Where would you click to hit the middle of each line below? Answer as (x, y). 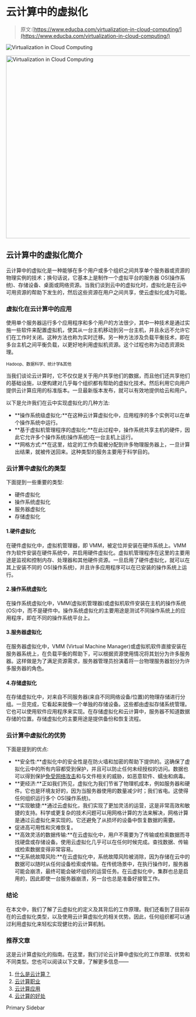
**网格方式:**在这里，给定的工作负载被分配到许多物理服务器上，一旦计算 (102, 445)
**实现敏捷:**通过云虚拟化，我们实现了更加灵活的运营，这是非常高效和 (99, 806)
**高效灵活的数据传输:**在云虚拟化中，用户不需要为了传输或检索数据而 (99, 835)
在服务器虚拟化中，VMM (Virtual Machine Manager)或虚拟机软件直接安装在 (96, 646)
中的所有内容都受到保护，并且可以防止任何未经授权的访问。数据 (107, 769)
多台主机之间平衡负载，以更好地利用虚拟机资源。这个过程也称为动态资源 (93, 345)
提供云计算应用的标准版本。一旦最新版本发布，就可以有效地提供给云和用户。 (98, 390)
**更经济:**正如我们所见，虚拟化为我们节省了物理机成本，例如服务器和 (99, 784)
